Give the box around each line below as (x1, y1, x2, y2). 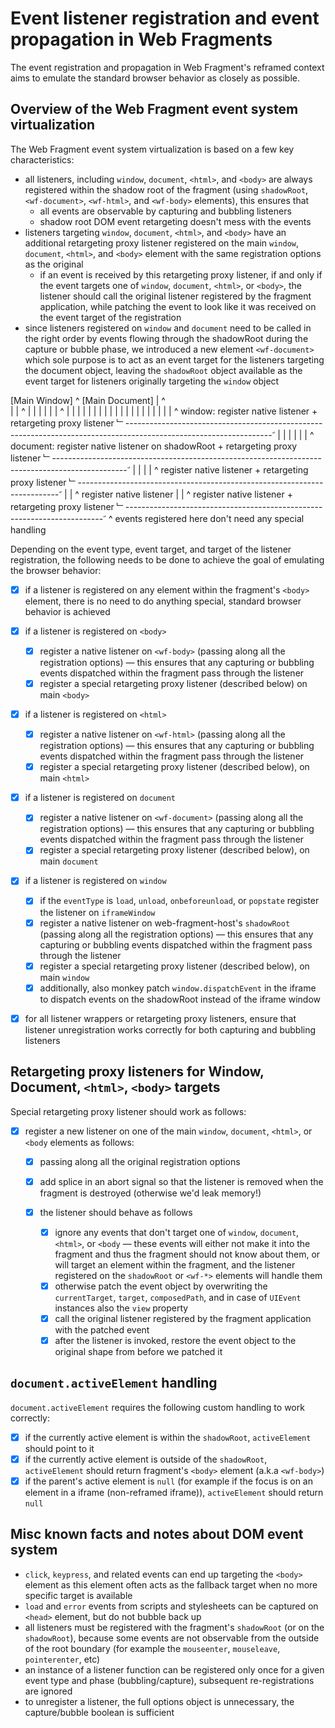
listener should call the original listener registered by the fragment (39, 290, 312, 302)
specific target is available (24, 1589, 133, 1601)
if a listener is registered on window (24, 875, 167, 887)
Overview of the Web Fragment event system (10, 101, 299, 118)
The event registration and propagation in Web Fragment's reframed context (10, 61, 325, 73)
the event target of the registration (39, 311, 182, 323)
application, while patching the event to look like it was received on (39, 300, 317, 312)
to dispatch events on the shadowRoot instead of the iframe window (39, 993, 322, 1005)
